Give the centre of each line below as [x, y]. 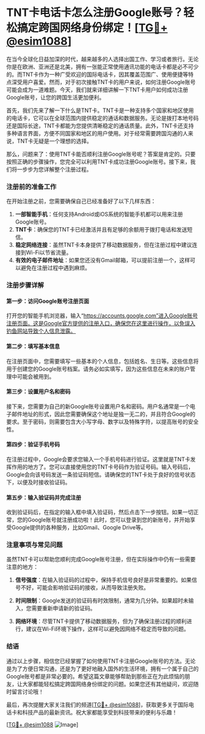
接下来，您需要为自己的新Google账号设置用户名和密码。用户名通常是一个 [98, 406]
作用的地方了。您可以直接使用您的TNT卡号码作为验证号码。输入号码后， [103, 467]
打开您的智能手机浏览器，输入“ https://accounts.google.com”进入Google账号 [102, 316]
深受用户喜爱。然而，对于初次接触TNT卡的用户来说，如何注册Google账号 [103, 82]
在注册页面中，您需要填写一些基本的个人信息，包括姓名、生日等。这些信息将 [103, 361]
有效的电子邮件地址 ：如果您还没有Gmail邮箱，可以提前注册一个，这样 [103, 260]
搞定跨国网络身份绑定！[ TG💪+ [92, 28]
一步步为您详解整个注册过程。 [54, 169]
